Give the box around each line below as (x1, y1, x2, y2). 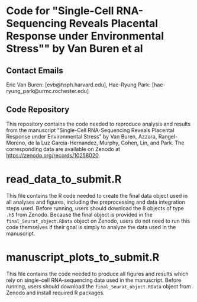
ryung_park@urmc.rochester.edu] (6, 88, 89, 94)
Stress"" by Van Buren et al (6, 42, 143, 56)
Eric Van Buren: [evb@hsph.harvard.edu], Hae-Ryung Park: (6, 81, 151, 88)
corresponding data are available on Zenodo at (6, 145, 120, 152)
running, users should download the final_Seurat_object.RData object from (6, 282, 191, 290)
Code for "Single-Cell (6, 4, 114, 18)
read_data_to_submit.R (6, 173, 122, 186)
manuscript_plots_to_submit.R (6, 250, 160, 264)
